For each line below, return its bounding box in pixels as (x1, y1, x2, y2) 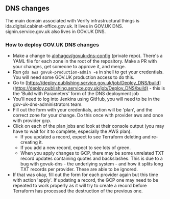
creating (20, 139, 38, 146)
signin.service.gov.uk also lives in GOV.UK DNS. (5, 28, 106, 35)
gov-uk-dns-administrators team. (12, 101, 83, 107)
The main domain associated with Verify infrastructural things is (5, 17, 139, 23)
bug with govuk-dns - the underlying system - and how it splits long (20, 161, 163, 167)
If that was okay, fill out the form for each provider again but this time (12, 172, 158, 178)
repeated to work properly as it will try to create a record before (12, 183, 147, 189)
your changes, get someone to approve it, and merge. (12, 64, 126, 70)
